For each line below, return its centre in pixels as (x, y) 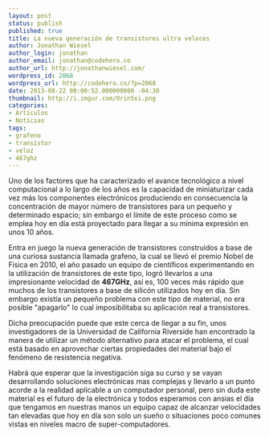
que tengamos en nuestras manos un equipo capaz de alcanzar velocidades (134, 407)
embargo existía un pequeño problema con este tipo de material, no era (126, 299)
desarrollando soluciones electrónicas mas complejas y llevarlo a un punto (132, 381)
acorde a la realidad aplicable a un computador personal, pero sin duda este (134, 390)
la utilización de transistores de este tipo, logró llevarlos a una (110, 274)
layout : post (30, 16)
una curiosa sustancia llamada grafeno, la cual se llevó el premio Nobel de (131, 256)
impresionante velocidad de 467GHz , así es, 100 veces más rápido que (126, 282)
